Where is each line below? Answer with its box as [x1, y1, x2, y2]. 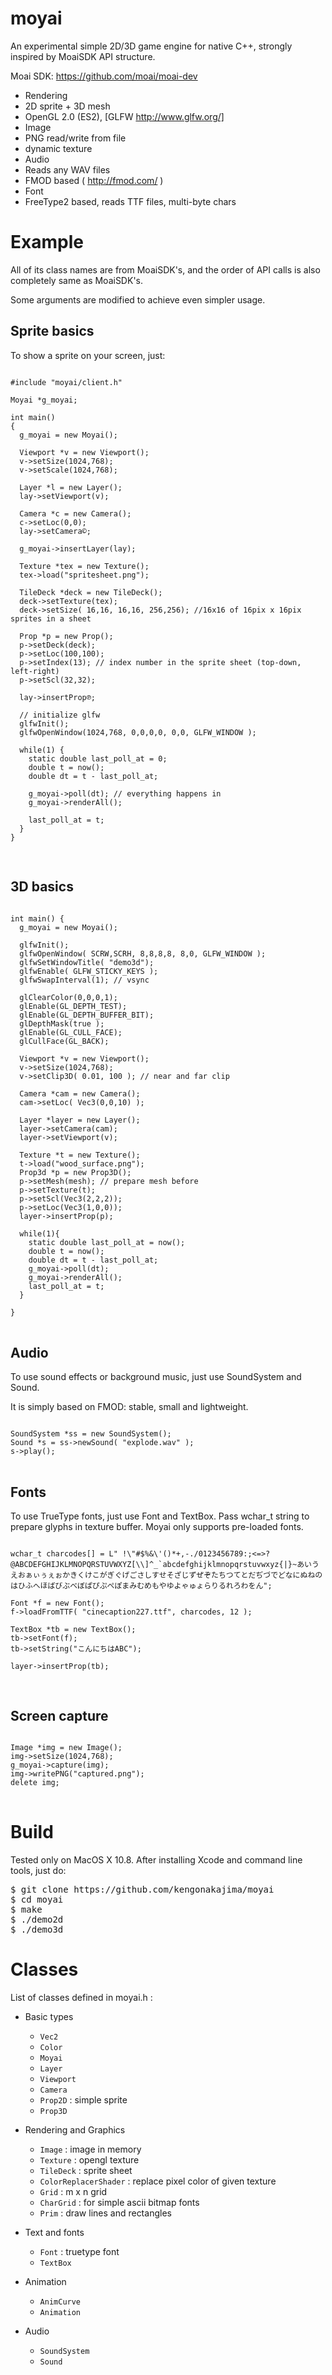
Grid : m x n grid [39, 2185, 108, 2197]
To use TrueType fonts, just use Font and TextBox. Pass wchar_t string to [10, 1510, 310, 1522]
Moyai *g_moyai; [10, 395, 78, 405]
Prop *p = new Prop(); [19, 631, 114, 641]
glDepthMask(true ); [19, 1018, 105, 1029]
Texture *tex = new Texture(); [19, 561, 150, 571]
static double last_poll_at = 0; [28, 753, 168, 764]
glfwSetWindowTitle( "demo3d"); [19, 957, 155, 967]
